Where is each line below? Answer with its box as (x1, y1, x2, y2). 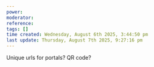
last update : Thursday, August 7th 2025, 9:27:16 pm (6, 37, 143, 43)
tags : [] (6, 26, 29, 32)
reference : (6, 20, 34, 26)
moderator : (6, 15, 34, 21)
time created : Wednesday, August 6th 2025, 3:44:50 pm (6, 32, 149, 38)
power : (6, 9, 23, 15)
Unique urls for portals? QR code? (6, 54, 91, 61)
